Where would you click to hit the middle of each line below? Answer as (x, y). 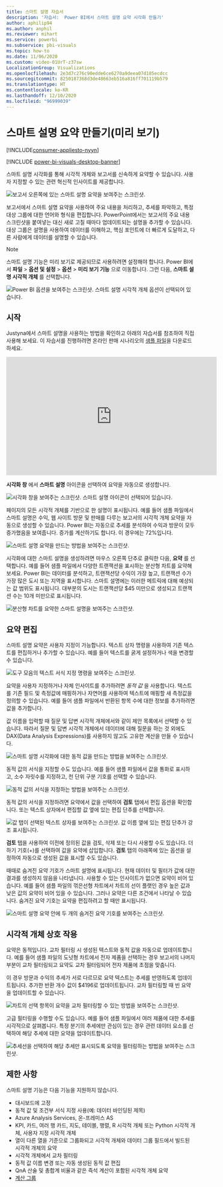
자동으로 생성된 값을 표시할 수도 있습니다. (70, 858)
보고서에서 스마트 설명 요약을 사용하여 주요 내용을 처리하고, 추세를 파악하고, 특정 (100, 207)
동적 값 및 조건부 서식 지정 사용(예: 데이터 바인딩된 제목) (80, 1110)
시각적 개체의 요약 (36, 1148)
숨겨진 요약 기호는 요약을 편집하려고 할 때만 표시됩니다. (83, 901)
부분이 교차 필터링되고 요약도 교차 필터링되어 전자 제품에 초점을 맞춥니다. (91, 965)
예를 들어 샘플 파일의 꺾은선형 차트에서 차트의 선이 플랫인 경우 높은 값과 (107, 886)
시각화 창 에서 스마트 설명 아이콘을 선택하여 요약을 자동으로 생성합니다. (89, 485)
